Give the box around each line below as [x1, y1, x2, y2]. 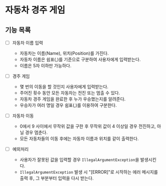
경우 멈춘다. [25, 130, 48, 136]
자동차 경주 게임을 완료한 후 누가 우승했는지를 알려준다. [19, 96, 126, 102]
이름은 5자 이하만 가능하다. [19, 63, 72, 69]
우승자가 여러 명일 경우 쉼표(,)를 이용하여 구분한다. [19, 102, 117, 108]
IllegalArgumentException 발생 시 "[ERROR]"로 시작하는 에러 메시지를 [19, 169, 158, 175]
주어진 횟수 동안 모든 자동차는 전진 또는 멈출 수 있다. [19, 90, 120, 96]
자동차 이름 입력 [12, 40, 43, 46]
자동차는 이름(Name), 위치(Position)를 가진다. [19, 50, 109, 56]
